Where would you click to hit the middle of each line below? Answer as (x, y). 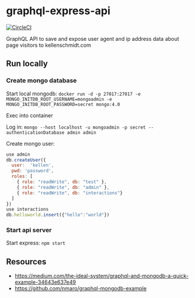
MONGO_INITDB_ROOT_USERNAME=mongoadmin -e (59, 99)
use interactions (27, 209)
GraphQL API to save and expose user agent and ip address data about (92, 39)
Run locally (27, 64)
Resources (26, 262)
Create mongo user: (30, 143)
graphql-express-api (58, 11)
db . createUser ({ (26, 160)
